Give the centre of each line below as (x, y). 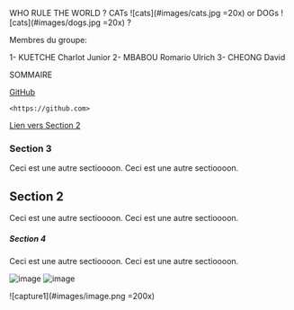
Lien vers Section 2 (45, 125)
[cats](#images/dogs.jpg (55, 22)
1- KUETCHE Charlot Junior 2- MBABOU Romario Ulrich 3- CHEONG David (147, 57)
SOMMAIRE (31, 75)
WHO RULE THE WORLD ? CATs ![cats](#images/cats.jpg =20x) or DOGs (144, 13)
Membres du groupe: (49, 40)
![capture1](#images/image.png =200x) (82, 297)
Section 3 (31, 148)
